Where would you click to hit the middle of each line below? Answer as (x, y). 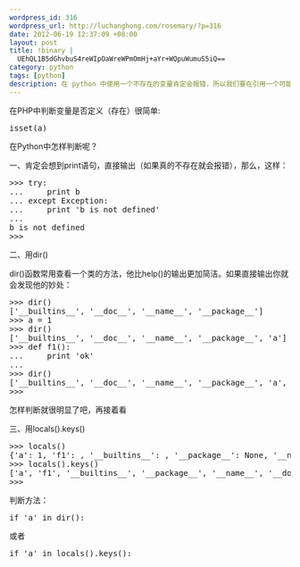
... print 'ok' (52, 355)
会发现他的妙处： (41, 284)
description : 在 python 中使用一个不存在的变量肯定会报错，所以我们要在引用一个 (144, 84)
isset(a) (28, 128)
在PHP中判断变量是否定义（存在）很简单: (85, 110)
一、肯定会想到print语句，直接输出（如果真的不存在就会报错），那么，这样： (149, 165)
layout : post (33, 42)
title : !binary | (42, 51)
